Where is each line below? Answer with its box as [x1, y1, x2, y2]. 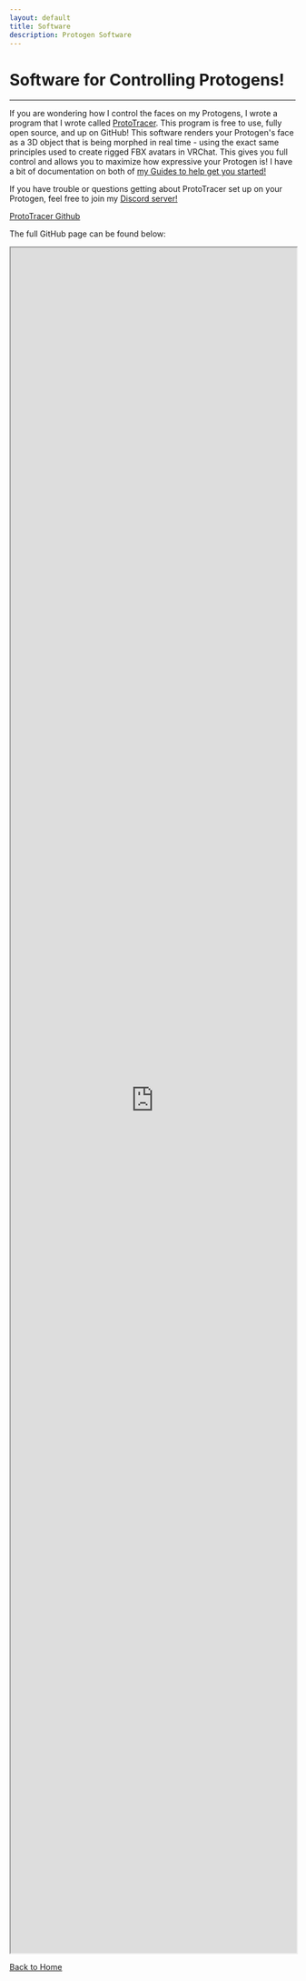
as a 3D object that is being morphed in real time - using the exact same [9, 137, 280, 148]
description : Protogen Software [9, 30, 132, 39]
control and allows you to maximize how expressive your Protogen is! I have [9, 156, 293, 167]
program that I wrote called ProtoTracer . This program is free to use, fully [9, 117, 282, 128]
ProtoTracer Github [9, 211, 81, 222]
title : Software [9, 22, 71, 31]
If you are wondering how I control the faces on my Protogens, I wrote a [9, 108, 279, 119]
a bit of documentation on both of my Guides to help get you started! [9, 166, 266, 177]
